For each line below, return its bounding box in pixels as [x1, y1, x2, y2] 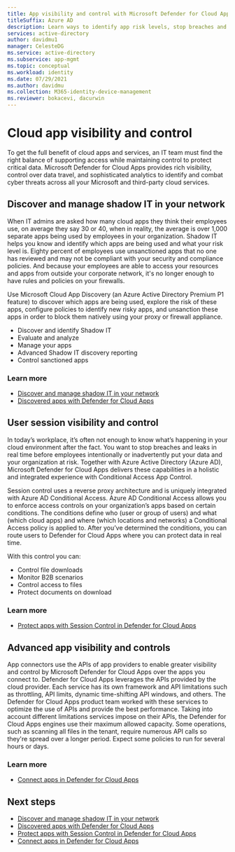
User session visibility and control [7, 417, 159, 429]
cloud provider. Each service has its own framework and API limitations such [7, 682, 227, 691]
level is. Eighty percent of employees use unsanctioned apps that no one [7, 247, 217, 255]
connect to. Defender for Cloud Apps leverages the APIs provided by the [7, 675, 217, 683]
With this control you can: [7, 551, 82, 561]
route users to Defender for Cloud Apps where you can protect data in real [7, 530, 222, 540]
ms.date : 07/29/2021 [7, 75, 68, 83]
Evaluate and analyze [17, 334, 79, 342]
